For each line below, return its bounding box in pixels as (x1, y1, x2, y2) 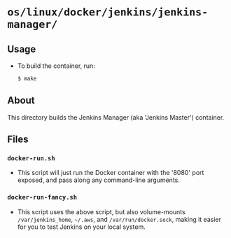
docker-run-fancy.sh (7, 193, 78, 202)
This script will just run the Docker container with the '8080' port (17, 169, 204, 177)
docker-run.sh (7, 155, 55, 162)
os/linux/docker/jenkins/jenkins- (7, 6, 209, 19)
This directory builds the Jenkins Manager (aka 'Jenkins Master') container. (7, 113, 225, 121)
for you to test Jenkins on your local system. (17, 223, 146, 231)
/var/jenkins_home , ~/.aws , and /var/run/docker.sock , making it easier (17, 215, 222, 223)
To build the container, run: (17, 62, 96, 70)
